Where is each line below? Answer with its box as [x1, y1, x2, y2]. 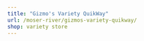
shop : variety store [7, 23, 68, 30]
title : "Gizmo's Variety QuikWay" [7, 10, 109, 17]
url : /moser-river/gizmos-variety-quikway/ [7, 17, 138, 24]
